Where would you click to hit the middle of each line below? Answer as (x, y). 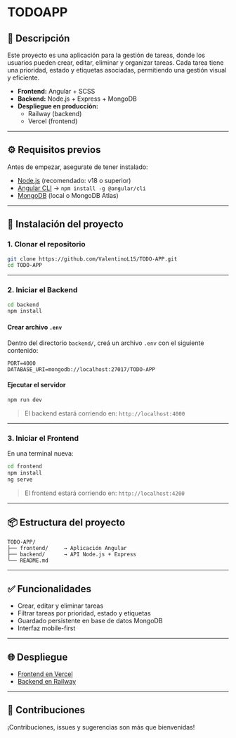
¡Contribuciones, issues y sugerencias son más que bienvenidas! (101, 727)
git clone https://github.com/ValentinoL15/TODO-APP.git (92, 259)
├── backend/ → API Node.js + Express (72, 555)
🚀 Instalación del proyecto (66, 224)
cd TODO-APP (25, 265)
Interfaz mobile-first (46, 628)
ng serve (20, 480)
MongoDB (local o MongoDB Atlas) (68, 195)
